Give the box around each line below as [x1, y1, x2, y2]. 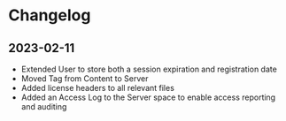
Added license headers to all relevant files [20, 83, 174, 93]
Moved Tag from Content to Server [20, 73, 149, 84]
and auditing [20, 102, 67, 111]
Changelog [8, 5, 91, 26]
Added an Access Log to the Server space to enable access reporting [20, 92, 276, 102]
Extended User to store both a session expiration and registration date [20, 64, 278, 74]
